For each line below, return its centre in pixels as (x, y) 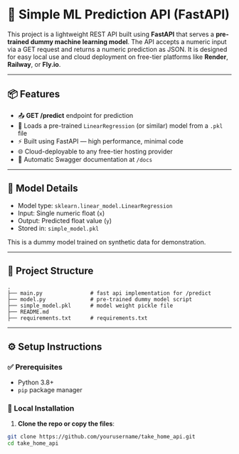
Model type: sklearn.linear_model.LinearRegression (95, 205)
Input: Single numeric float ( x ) (61, 213)
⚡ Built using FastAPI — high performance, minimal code (100, 141)
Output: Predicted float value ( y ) (65, 220)
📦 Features (34, 94)
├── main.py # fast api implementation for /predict (110, 293)
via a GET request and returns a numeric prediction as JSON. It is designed (117, 49)
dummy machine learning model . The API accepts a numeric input (128, 41)
